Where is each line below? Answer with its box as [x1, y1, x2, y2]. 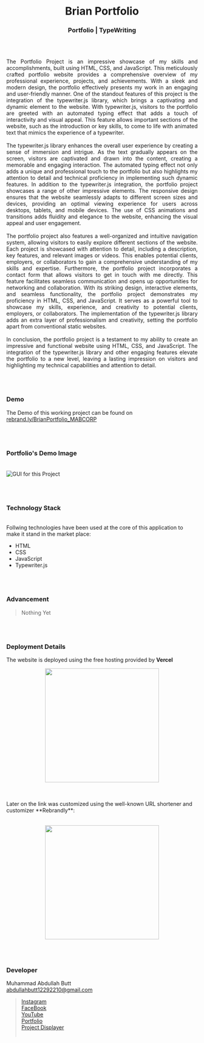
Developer [6, 966, 38, 974]
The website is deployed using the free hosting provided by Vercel [6, 656, 173, 664]
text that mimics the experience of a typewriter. [6, 129, 124, 136]
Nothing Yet [21, 609, 51, 616]
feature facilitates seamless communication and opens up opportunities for [6, 278, 198, 285]
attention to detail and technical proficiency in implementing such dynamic [6, 175, 198, 182]
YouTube [21, 1011, 44, 1018]
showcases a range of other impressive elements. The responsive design [6, 187, 198, 195]
